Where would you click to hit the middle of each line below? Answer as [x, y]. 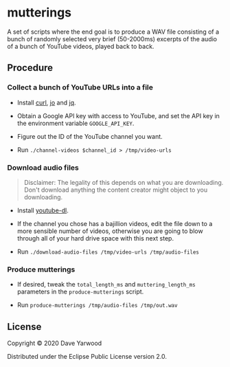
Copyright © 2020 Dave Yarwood [55, 343]
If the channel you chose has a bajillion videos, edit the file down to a [115, 223]
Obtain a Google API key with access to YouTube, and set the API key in [118, 115]
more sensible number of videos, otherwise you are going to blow [110, 231]
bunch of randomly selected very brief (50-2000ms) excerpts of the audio [112, 38]
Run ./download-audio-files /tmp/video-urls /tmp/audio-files [108, 252]
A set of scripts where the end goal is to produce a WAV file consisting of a [113, 32]
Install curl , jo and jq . [46, 102]
